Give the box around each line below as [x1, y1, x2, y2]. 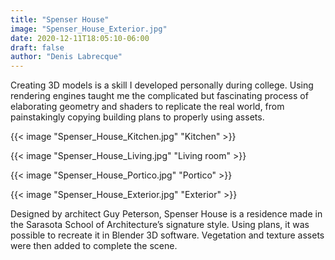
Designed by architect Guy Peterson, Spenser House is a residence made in [10, 208, 323, 220]
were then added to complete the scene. [10, 240, 178, 252]
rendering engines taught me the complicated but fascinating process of [10, 90, 309, 102]
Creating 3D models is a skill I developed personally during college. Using [10, 79, 314, 91]
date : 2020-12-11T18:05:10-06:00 [10, 33, 150, 43]
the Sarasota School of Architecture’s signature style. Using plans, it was [10, 219, 310, 231]
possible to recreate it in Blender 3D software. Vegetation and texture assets [10, 229, 325, 241]
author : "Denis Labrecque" [10, 52, 123, 62]
